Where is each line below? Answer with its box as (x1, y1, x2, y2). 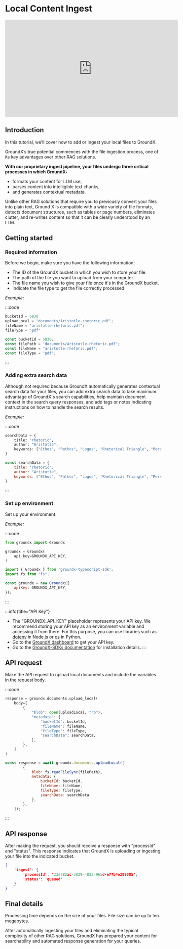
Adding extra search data (5, 372, 68, 379)
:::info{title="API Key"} (5, 608, 50, 614)
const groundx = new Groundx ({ (5, 581, 70, 586)
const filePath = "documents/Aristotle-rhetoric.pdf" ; (5, 341, 120, 347)
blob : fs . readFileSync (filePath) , (31, 769, 103, 775)
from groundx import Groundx (5, 540, 65, 545)
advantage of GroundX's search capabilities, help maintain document (5, 394, 146, 400)
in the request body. (5, 677, 46, 683)
